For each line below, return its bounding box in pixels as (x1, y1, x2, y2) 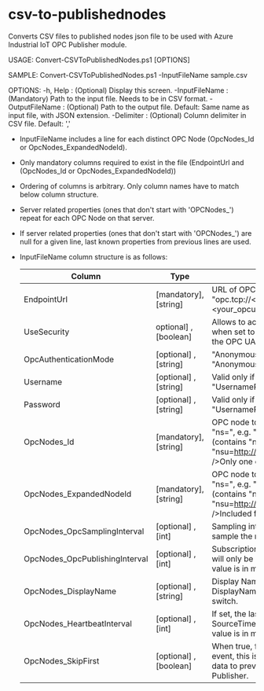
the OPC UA (211, 336, 256, 347)
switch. (211, 595, 238, 606)
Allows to (211, 316, 246, 327)
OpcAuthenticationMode (23, 354, 115, 365)
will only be (211, 553, 254, 564)
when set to (211, 326, 255, 337)
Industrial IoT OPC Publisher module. (8, 39, 127, 49)
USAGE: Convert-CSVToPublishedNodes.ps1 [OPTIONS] (8, 55, 190, 64)
